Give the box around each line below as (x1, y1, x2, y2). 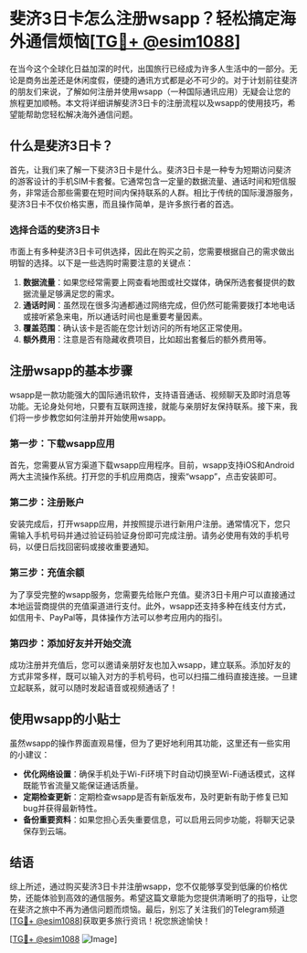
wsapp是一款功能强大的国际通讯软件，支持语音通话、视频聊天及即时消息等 (9, 389, 291, 400)
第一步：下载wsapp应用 (9, 437, 116, 450)
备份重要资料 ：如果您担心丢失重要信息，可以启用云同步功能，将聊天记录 (22, 814, 295, 825)
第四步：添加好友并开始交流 (9, 637, 132, 650)
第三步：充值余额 (9, 567, 85, 579)
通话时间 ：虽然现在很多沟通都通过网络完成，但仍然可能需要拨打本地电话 (22, 300, 295, 311)
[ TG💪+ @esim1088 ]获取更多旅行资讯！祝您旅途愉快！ (9, 915, 211, 926)
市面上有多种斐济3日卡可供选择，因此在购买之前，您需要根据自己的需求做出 (9, 246, 295, 257)
